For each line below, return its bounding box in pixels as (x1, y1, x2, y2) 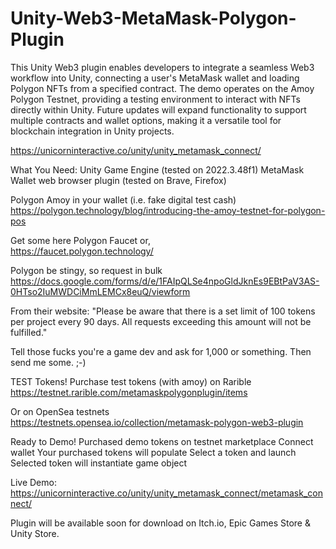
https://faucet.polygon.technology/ (10, 245, 154, 257)
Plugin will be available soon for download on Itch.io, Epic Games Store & (10, 517, 311, 529)
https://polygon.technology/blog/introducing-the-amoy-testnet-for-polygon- (10, 204, 326, 216)
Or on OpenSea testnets (10, 405, 110, 417)
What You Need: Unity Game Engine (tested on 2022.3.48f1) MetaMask (10, 163, 305, 176)
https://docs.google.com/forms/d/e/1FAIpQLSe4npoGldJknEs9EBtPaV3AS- (10, 275, 320, 287)
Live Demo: (10, 476, 57, 488)
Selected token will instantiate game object (10, 457, 188, 469)
